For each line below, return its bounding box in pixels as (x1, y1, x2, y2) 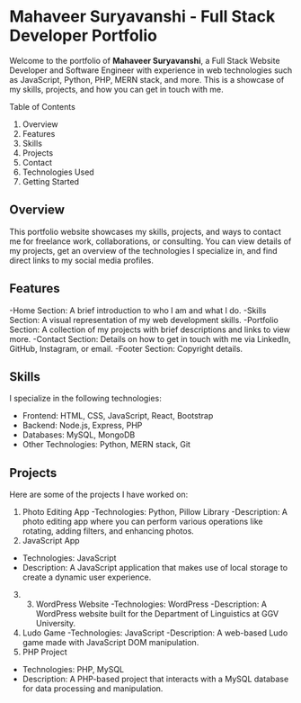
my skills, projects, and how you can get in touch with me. (9, 84, 224, 95)
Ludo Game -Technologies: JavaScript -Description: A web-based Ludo (22, 627, 288, 638)
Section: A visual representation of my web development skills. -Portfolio (9, 314, 279, 325)
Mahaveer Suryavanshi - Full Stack (9, 6, 276, 27)
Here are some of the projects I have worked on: (9, 489, 189, 500)
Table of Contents (9, 101, 76, 112)
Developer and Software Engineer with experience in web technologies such (9, 65, 293, 76)
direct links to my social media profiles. (9, 255, 155, 266)
